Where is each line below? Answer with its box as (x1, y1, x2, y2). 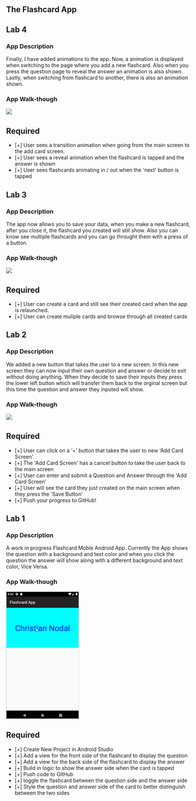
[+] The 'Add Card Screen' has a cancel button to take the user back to (14, 459, 186, 466)
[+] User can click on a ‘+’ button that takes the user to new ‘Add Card (14, 446, 184, 454)
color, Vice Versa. (6, 563, 49, 570)
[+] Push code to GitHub (14, 771, 74, 778)
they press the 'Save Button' (14, 490, 83, 497)
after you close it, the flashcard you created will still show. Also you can (6, 227, 178, 234)
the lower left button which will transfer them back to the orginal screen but (6, 379, 188, 386)
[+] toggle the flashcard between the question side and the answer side (14, 776, 188, 784)
